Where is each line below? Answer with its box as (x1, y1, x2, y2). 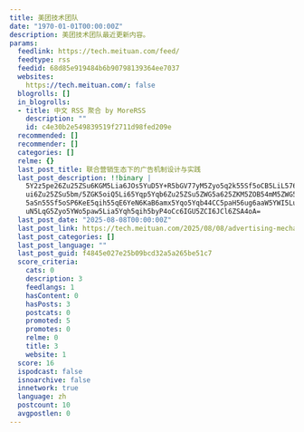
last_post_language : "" (17, 241, 107, 250)
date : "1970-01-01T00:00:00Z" (9, 22, 124, 31)
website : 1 (25, 350, 67, 359)
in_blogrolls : (17, 97, 71, 107)
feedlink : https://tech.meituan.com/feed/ (17, 47, 180, 56)
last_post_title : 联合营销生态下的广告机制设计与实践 (17, 165, 202, 174)
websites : (17, 72, 54, 82)
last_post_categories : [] (17, 232, 116, 241)
